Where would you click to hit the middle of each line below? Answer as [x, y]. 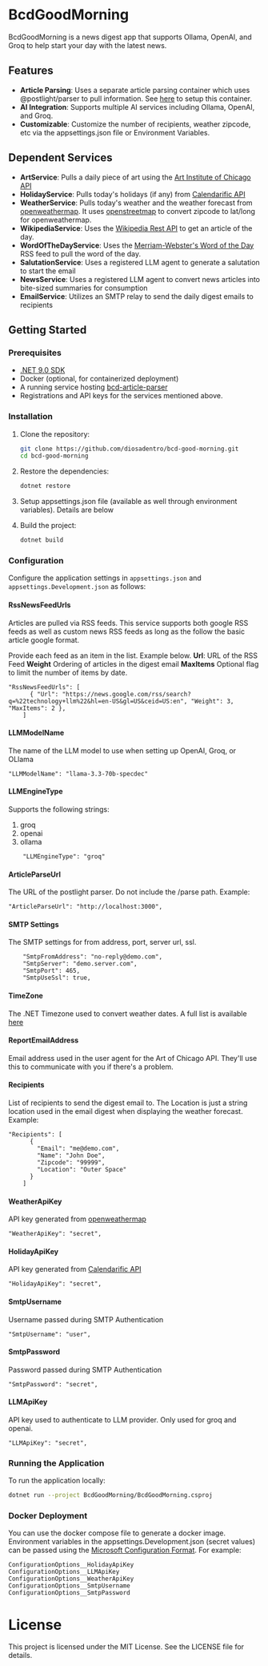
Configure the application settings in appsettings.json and [105, 578]
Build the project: [48, 526]
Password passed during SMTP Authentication [85, 1370]
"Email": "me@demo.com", [78, 1148]
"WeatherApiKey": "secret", [55, 1234]
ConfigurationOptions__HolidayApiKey [71, 1565]
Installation [31, 417]
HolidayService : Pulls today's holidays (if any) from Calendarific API [132, 194]
